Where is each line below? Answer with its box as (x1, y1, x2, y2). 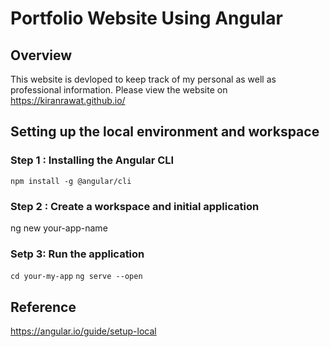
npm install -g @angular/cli (10, 176, 132, 186)
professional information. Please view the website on (10, 84, 228, 96)
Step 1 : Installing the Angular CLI (10, 153, 175, 167)
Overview (10, 47, 73, 64)
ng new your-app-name (10, 222, 108, 234)
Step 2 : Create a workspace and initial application (10, 199, 260, 213)
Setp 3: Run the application (10, 247, 145, 261)
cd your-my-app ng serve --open (10, 272, 143, 282)
